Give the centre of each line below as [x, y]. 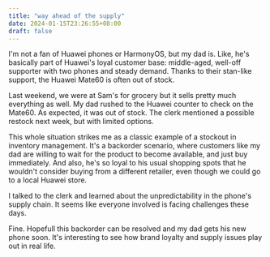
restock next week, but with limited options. [81, 122]
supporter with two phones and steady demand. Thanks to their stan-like [131, 71]
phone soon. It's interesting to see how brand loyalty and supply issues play [135, 238]
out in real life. [32, 246]
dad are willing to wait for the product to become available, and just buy [128, 154]
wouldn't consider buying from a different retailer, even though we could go [135, 172]
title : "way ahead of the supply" [67, 16]
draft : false [30, 31]
